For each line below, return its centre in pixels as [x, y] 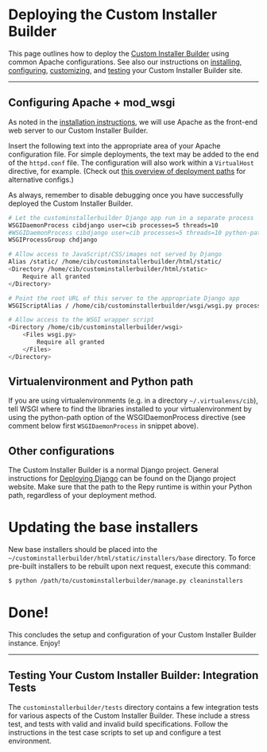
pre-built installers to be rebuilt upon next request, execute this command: [130, 566]
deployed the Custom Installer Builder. [71, 203]
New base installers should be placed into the [83, 550]
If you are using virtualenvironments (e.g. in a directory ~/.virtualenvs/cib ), [133, 401]
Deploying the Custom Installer [113, 15]
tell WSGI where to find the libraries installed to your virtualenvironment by [130, 409]
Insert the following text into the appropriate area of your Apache [114, 145]
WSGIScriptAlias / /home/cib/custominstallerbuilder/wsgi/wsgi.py [120, 306]
